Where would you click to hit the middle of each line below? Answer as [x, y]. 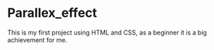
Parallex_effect [52, 13]
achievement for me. [37, 39]
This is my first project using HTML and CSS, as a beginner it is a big [107, 32]
